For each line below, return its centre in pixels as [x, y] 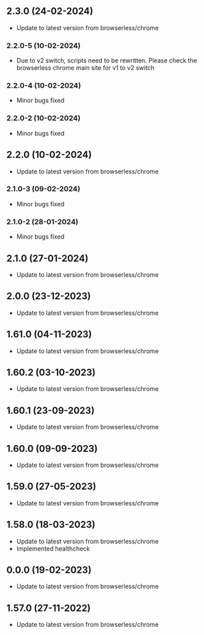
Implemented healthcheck [53, 549]
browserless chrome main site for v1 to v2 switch [85, 68]
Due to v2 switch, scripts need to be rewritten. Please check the [107, 60]
